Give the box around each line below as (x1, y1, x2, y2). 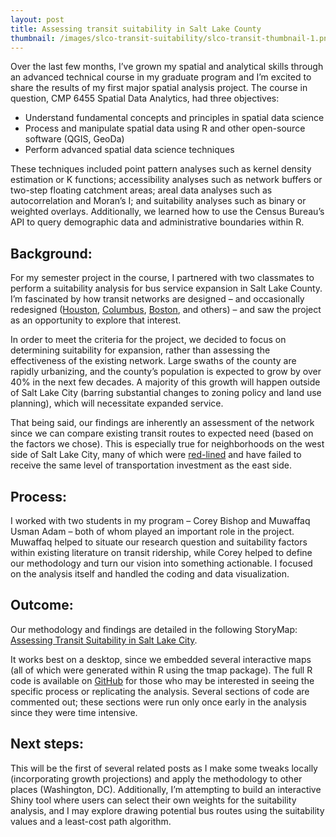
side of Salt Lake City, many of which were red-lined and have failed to (10, 449, 302, 461)
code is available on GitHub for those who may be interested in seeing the (10, 674, 315, 686)
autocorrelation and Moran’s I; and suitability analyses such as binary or (10, 195, 307, 207)
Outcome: (10, 597, 74, 614)
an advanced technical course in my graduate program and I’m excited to (10, 71, 312, 83)
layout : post (10, 14, 65, 25)
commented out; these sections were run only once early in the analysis (10, 696, 307, 708)
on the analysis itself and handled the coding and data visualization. (10, 568, 290, 580)
